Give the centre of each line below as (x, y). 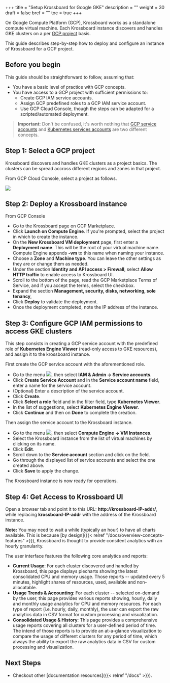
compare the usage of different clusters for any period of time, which (85, 636)
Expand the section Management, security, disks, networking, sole (84, 291)
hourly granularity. (25, 546)
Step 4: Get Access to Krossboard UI (64, 497)
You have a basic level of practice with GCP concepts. (69, 87)
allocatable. (25, 588)
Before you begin (33, 65)
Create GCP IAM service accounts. (57, 98)
